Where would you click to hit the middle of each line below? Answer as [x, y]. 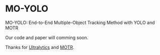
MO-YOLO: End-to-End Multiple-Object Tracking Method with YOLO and [80, 22]
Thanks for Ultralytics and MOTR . [40, 47]
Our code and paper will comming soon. [47, 37]
